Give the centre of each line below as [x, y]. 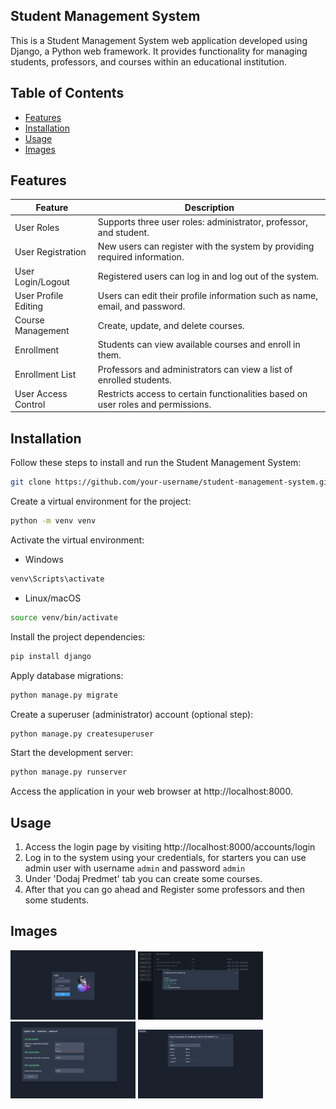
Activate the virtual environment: [77, 540]
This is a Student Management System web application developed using [159, 40]
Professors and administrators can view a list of [195, 369]
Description [209, 207]
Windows [44, 559]
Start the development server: [72, 753]
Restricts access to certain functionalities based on [202, 393]
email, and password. [141, 306]
